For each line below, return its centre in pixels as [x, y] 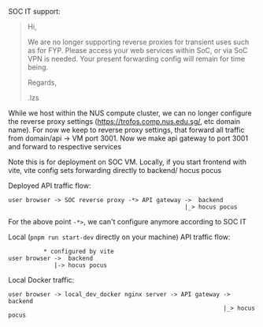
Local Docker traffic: [41, 280]
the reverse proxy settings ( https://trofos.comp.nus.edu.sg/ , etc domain [124, 121]
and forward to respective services [65, 147]
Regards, [42, 83]
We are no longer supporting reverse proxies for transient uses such [138, 42]
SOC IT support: [34, 11]
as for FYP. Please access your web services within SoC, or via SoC [137, 50]
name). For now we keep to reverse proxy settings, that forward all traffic [126, 130]
